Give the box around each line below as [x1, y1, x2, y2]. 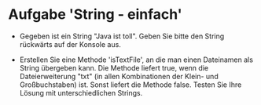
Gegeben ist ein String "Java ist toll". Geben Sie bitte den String [19, 31, 225, 41]
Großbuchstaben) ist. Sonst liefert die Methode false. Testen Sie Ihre [19, 80, 242, 89]
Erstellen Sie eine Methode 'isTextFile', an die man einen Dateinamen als [19, 55, 254, 64]
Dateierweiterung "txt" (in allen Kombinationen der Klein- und [19, 71, 219, 81]
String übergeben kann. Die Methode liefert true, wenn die [19, 63, 209, 72]
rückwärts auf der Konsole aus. [19, 39, 122, 49]
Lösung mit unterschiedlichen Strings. [19, 88, 143, 97]
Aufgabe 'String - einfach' [8, 5, 182, 24]
